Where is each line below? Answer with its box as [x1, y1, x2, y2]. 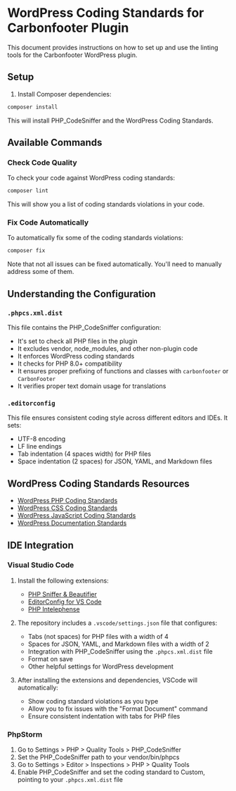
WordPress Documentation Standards [17, 519, 127, 528]
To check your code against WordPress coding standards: [7, 174, 176, 182]
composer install [7, 104, 58, 111]
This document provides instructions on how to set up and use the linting [7, 43, 218, 51]
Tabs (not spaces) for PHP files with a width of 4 [27, 632, 169, 640]
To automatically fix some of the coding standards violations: [7, 234, 184, 242]
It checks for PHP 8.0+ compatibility [17, 359, 123, 368]
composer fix [7, 247, 46, 254]
